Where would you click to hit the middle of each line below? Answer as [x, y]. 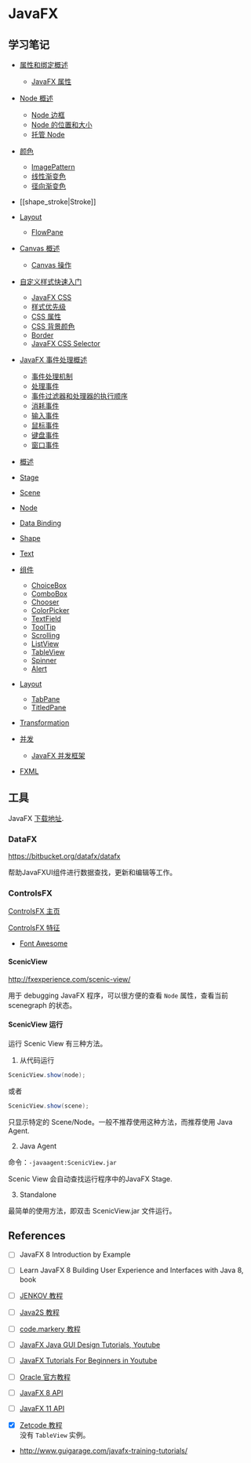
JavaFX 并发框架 [58, 755]
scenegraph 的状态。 [42, 1005]
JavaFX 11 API [42, 1408]
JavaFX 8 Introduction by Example [75, 1255]
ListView [45, 644]
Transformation [44, 722]
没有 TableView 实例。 [55, 1435]
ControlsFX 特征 [34, 928]
